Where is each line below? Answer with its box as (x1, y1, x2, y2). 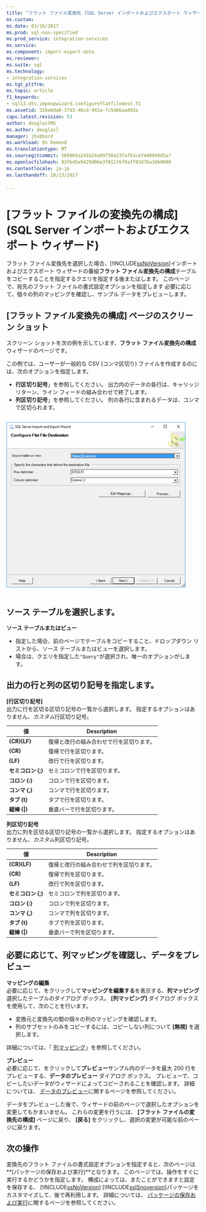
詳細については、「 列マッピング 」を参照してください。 (6, 1044, 145, 1051)
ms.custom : (6, 16, 34, 23)
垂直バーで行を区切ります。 (48, 806, 118, 813)
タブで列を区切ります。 (48, 919, 107, 926)
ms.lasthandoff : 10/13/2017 (6, 172, 78, 178)
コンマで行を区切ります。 (48, 786, 113, 793)
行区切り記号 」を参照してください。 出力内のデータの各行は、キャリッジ (15, 381, 199, 388)
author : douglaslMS (6, 120, 56, 126)
